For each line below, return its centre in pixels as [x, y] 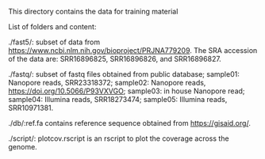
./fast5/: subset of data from [54, 42]
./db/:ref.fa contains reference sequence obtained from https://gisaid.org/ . [130, 123]
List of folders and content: [52, 26]
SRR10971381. [31, 108]
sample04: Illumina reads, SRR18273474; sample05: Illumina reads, [118, 99]
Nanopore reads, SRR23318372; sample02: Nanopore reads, [107, 83]
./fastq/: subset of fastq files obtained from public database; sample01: [124, 74]
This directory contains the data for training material [93, 11]
